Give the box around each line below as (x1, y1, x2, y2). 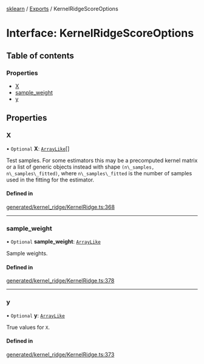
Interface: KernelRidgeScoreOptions (6, 27, 194, 40)
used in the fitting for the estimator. (6, 176, 95, 183)
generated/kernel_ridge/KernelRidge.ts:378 (6, 277, 115, 285)
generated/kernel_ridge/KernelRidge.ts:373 (6, 351, 115, 358)
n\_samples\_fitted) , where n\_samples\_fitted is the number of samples (6, 169, 192, 177)
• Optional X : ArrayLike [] (6, 145, 70, 152)
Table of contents (6, 50, 74, 61)
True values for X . (6, 323, 50, 331)
